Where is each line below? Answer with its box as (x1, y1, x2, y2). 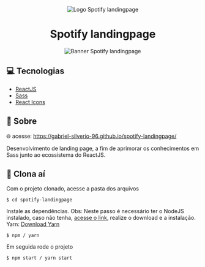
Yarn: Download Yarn (6, 220, 60, 228)
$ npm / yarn (6, 233, 40, 239)
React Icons (15, 98, 46, 105)
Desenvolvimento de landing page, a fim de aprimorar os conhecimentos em (6, 145, 199, 152)
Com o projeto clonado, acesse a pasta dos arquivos (6, 185, 140, 192)
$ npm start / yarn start (6, 255, 72, 261)
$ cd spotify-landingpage (6, 197, 72, 203)
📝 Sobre (6, 116, 37, 127)
